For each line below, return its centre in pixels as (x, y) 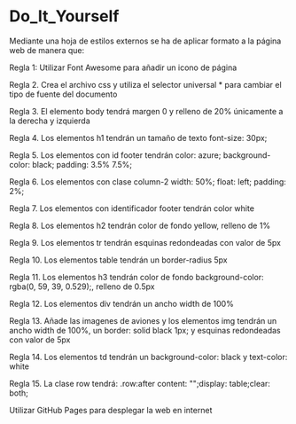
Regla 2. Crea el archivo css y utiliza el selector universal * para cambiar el (145, 84)
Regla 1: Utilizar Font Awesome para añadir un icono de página (123, 67)
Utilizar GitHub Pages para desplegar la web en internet (111, 410)
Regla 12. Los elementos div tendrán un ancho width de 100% (122, 303)
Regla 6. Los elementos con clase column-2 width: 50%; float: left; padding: (148, 181)
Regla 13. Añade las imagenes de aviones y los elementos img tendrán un (143, 320)
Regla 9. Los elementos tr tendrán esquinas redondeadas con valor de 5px (145, 242)
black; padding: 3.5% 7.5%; (82, 164)
